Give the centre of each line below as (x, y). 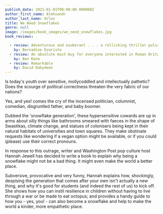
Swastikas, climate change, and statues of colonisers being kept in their (77, 126)
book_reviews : (19, 37)
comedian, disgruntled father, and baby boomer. (53, 107)
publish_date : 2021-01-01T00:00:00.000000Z (50, 9)
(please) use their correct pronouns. (41, 141)
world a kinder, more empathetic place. (44, 207)
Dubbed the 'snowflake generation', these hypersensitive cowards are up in (81, 116)
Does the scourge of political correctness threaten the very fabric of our (77, 87)
